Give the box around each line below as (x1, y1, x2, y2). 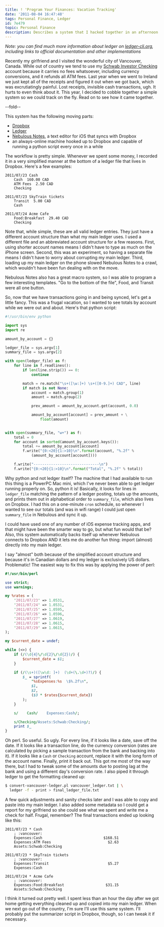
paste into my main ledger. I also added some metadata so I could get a (5, 802, 149, 808)
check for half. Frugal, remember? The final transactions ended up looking (5, 812, 154, 818)
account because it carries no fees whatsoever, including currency (5, 68, 140, 74)
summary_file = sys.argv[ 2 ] (5, 350, 62, 355)
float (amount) (40, 417, 69, 422)
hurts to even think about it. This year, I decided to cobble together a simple (5, 89, 157, 95)
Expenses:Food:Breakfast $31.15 (14, 882, 119, 887)
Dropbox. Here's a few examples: (5, 163, 72, 169)
